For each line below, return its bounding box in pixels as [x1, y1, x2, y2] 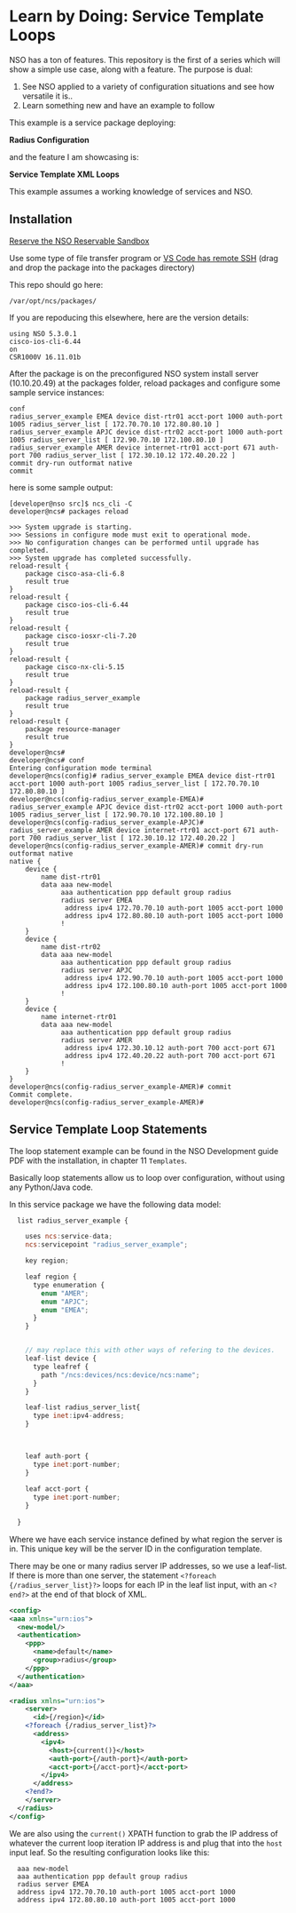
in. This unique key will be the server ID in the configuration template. [9, 1543, 263, 1554]
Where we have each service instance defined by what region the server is [9, 1534, 284, 1544]
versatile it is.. [21, 91, 74, 101]
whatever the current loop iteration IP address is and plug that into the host [9, 1837, 283, 1848]
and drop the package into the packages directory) [9, 262, 195, 273]
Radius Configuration [9, 134, 90, 145]
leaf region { [25, 1272, 77, 1281]
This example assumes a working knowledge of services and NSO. [9, 186, 253, 196]
